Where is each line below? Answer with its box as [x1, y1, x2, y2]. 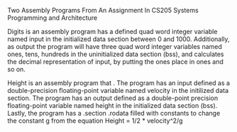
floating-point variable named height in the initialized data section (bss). [7, 101, 218, 109]
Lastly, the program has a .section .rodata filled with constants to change [7, 109, 221, 117]
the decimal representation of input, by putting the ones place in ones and [7, 57, 224, 66]
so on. [7, 65, 26, 73]
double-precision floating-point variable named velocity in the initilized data [7, 87, 229, 94]
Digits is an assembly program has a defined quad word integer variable [7, 28, 218, 35]
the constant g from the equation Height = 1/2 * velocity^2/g [7, 116, 183, 125]
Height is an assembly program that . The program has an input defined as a [7, 79, 231, 87]
